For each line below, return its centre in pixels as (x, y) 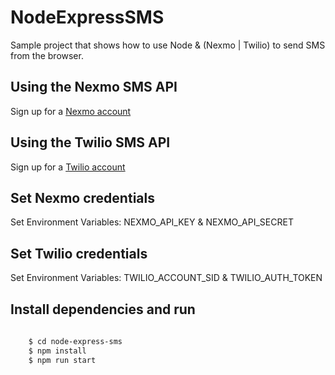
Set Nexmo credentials (82, 197)
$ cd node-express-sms (75, 341)
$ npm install (57, 351)
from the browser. (47, 55)
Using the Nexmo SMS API (94, 87)
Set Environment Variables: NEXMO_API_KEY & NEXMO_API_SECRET (152, 222)
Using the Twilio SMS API (90, 142)
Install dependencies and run (103, 309)
